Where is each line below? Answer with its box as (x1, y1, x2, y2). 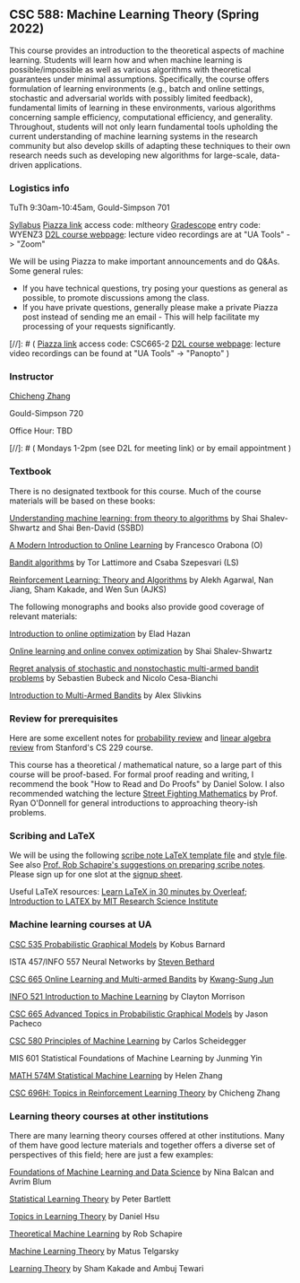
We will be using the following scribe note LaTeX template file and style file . (9, 850, 287, 860)
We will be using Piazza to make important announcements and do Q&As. (9, 256, 280, 267)
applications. (34, 159, 82, 170)
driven (9, 159, 33, 170)
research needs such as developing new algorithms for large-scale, (9, 150, 259, 161)
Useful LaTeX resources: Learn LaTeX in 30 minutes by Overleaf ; (9, 886, 248, 897)
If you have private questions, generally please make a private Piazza (21, 302, 279, 313)
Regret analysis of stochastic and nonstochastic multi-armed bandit (9, 663, 260, 674)
